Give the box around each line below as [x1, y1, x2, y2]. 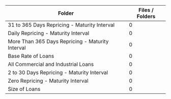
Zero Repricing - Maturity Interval [8, 77, 89, 84]
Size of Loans [8, 86, 41, 92]
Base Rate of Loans [8, 53, 54, 59]
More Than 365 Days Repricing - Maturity [8, 38, 109, 45]
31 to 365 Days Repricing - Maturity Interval [8, 21, 115, 28]
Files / [138, 7, 154, 13]
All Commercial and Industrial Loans [8, 61, 94, 68]
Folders [136, 13, 156, 20]
